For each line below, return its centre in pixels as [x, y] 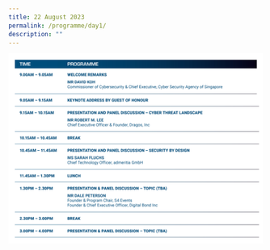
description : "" [36, 34]
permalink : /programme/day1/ [57, 25]
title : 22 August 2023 [46, 17]
